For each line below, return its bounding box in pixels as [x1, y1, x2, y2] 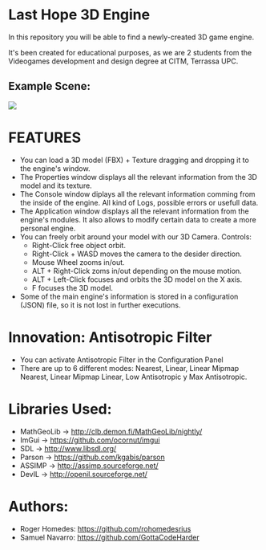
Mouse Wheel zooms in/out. [31, 257, 126, 267]
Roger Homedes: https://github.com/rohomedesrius [19, 524, 191, 533]
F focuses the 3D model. [31, 283, 114, 292]
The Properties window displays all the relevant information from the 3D [19, 172, 258, 181]
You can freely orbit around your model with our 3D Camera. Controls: [19, 231, 252, 242]
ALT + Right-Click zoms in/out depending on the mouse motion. [31, 266, 242, 275]
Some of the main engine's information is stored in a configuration [19, 291, 239, 301]
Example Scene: [8, 79, 91, 93]
